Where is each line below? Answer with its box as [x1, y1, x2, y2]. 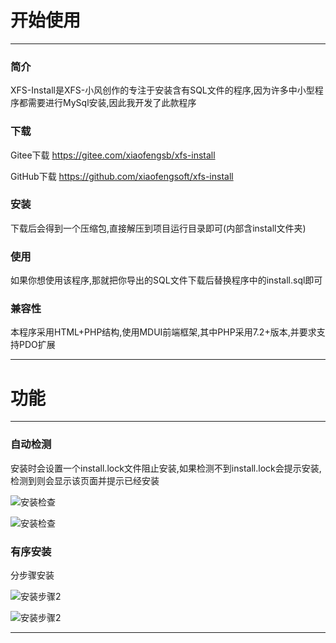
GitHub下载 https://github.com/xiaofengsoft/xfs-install [10, 170, 234, 182]
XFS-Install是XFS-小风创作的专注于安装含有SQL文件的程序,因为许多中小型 [10, 84, 315, 96]
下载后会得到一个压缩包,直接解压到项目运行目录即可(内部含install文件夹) [10, 222, 307, 234]
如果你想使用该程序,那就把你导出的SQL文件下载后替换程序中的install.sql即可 [10, 274, 323, 286]
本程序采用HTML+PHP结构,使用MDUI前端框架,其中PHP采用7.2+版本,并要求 [10, 326, 317, 338]
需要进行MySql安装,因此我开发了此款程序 [27, 97, 197, 109]
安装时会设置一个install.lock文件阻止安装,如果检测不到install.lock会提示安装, [10, 462, 322, 474]
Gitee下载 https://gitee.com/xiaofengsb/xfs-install [10, 149, 216, 161]
